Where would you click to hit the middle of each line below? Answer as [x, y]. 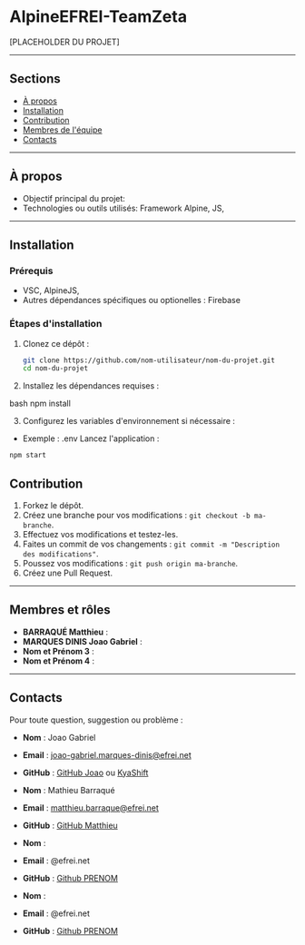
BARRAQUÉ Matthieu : [65, 632]
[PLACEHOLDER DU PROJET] [64, 42]
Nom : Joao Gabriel [59, 737]
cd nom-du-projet [55, 369]
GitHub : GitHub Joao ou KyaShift [85, 773]
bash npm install [40, 404]
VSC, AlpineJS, [51, 290]
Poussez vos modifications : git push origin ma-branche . [130, 563]
